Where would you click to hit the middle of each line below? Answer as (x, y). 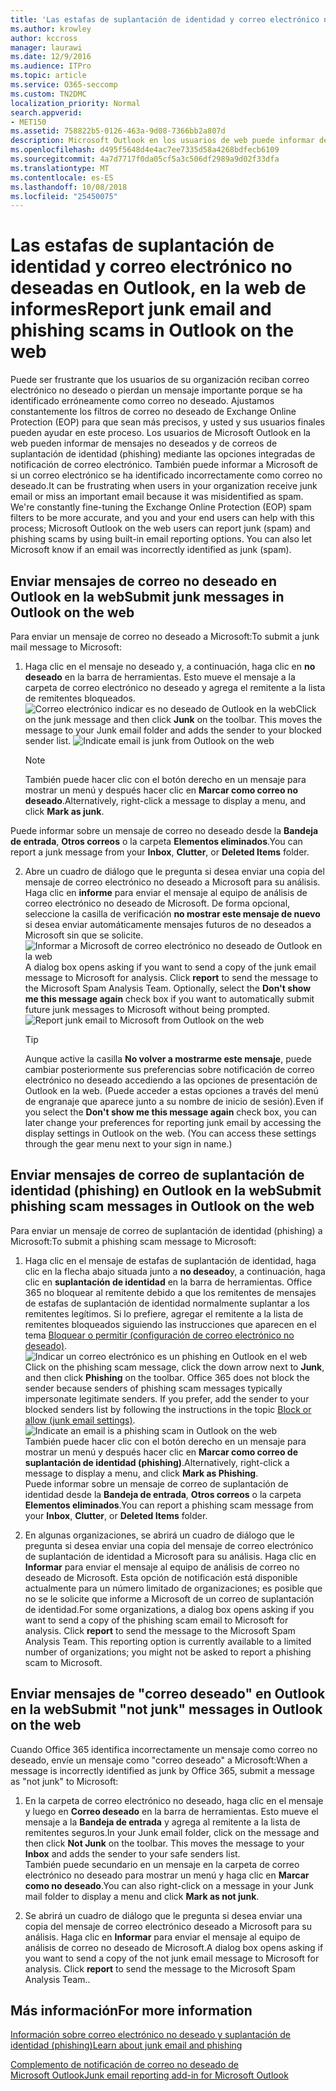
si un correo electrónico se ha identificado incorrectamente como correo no (166, 475)
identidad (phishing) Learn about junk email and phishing (126, 2045)
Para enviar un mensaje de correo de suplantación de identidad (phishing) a (166, 1230)
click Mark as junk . (64, 811)
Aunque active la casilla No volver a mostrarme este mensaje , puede (168, 1059)
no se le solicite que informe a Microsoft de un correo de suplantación (169, 1598)
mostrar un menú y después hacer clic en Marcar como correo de (161, 1452)
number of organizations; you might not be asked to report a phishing (168, 1652)
